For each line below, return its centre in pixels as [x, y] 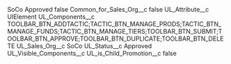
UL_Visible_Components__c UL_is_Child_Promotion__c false [92, 53]
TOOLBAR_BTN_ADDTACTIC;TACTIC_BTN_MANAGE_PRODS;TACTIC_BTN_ [114, 24]
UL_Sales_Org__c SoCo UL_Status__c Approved [84, 46]
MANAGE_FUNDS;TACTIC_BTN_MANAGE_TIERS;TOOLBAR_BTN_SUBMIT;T [115, 31]
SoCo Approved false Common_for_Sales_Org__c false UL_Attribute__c [108, 9]
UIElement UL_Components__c [51, 17]
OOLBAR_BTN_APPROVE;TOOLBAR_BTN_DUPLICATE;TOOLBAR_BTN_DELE [115, 39]
